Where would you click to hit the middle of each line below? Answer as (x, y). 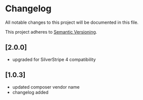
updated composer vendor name (46, 87)
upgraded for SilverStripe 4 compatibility (54, 59)
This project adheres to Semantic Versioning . (51, 32)
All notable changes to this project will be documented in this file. (72, 22)
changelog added (30, 92)
